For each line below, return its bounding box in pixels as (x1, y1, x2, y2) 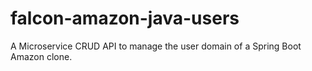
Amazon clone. (10, 50, 73, 62)
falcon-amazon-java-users (10, 7, 240, 30)
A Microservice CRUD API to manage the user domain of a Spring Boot (10, 40, 302, 52)
